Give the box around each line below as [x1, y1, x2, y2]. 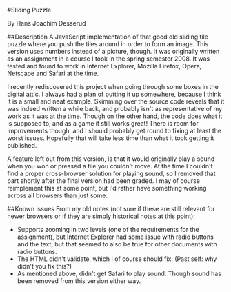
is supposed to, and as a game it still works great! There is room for [7, 119, 199, 127]
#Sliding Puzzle [7, 6, 52, 14]
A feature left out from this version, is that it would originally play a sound [7, 155, 215, 163]
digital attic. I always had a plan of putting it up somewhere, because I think [7, 90, 221, 98]
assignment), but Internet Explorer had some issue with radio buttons [17, 233, 214, 241]
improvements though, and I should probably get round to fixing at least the [7, 127, 222, 135]
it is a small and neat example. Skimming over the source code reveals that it [7, 97, 225, 106]
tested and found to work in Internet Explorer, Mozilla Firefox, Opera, [7, 62, 202, 70]
